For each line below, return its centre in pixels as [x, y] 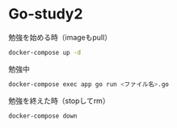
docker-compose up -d [45, 52]
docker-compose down [43, 116]
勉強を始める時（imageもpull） [60, 37]
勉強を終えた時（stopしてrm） [59, 101]
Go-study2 [46, 14]
